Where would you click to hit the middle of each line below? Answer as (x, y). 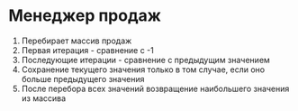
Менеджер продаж (85, 16)
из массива (44, 98)
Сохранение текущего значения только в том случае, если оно (143, 69)
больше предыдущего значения (83, 79)
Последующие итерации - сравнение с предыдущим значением (146, 60)
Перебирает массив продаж (77, 41)
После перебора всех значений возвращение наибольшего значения (155, 88)
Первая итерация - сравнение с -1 (87, 50)
